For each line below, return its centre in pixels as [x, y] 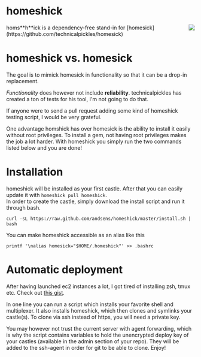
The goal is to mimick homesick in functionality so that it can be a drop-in [97, 75]
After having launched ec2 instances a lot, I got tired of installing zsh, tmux [98, 286]
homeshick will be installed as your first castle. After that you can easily [95, 188]
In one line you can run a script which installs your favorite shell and [90, 304]
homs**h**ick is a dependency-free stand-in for [66, 28]
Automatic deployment [65, 270]
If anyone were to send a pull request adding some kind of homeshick [92, 111]
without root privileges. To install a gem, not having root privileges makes [96, 135]
